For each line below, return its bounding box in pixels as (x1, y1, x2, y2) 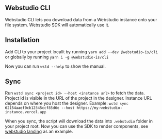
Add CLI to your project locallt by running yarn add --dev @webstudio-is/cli (5, 48, 158, 55)
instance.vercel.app (5, 110, 47, 115)
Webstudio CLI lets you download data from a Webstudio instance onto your (5, 16, 158, 22)
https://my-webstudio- (77, 106, 123, 110)
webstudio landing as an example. (5, 128, 73, 135)
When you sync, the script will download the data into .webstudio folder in (5, 118, 153, 124)
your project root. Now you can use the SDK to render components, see (5, 124, 148, 129)
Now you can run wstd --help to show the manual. (5, 63, 106, 69)
